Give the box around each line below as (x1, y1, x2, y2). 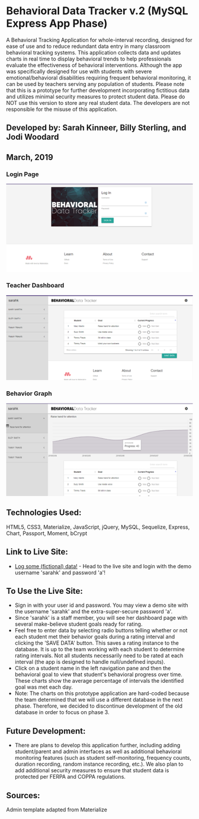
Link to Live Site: (6, 547, 68, 557)
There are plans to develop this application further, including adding (14, 742, 181, 749)
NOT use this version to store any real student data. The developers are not (6, 99, 190, 106)
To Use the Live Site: (6, 586, 83, 596)
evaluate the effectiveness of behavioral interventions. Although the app (6, 61, 182, 69)
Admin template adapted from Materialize (6, 806, 108, 813)
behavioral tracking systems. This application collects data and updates (6, 49, 181, 56)
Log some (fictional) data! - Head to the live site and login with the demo (14, 562, 191, 570)
